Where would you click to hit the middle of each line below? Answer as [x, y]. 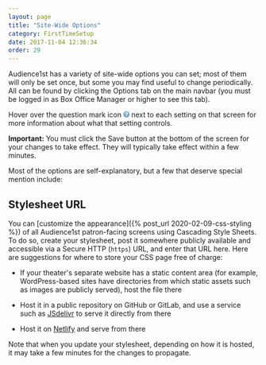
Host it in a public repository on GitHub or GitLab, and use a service [130, 305]
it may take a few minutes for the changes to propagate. [100, 352]
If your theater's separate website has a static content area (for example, [139, 272]
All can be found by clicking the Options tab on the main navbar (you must [130, 91]
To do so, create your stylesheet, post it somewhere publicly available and [130, 240]
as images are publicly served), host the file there [101, 289]
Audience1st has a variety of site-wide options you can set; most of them [128, 74]
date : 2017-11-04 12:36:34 [53, 42]
